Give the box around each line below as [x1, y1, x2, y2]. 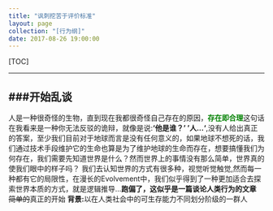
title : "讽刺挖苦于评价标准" [8, 11, 96, 20]
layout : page [8, 19, 53, 28]
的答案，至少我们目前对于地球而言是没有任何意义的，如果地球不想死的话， [8, 133, 258, 143]
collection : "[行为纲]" [8, 27, 85, 35]
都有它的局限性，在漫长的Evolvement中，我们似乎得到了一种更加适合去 [15, 174, 254, 183]
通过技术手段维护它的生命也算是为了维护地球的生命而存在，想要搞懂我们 [15, 144, 258, 153]
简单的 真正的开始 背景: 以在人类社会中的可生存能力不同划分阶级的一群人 [8, 194, 248, 204]
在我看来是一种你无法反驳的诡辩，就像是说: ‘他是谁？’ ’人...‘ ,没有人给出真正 [8, 123, 258, 133]
